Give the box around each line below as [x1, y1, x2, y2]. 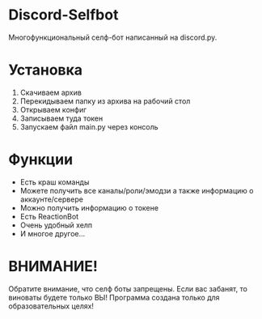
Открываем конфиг [19, 104, 87, 114]
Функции [8, 151, 74, 169]
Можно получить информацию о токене [19, 202, 159, 212]
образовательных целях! [8, 301, 95, 311]
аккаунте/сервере [19, 194, 83, 204]
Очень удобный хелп [19, 220, 93, 230]
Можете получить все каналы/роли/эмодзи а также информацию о [19, 185, 254, 195]
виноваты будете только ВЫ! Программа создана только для [8, 292, 220, 302]
